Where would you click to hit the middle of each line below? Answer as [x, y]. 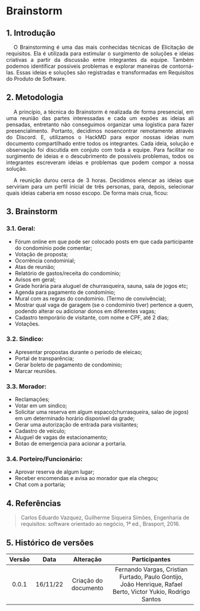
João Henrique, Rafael [151, 584]
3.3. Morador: [26, 386]
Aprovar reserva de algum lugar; [54, 472]
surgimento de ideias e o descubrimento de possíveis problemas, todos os [100, 156]
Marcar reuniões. [36, 371]
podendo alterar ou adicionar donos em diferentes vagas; [85, 311]
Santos [151, 599]
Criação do [87, 581]
